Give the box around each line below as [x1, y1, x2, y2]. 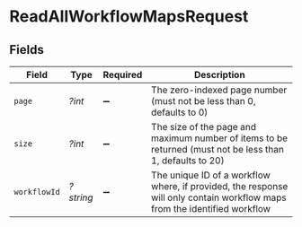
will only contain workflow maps [151, 191, 287, 204]
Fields [9, 42, 45, 57]
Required [102, 69, 143, 81]
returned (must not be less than [151, 144, 285, 155]
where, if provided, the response [151, 180, 289, 192]
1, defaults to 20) [151, 154, 225, 167]
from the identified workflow [151, 203, 271, 214]
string [68, 191, 93, 204]
